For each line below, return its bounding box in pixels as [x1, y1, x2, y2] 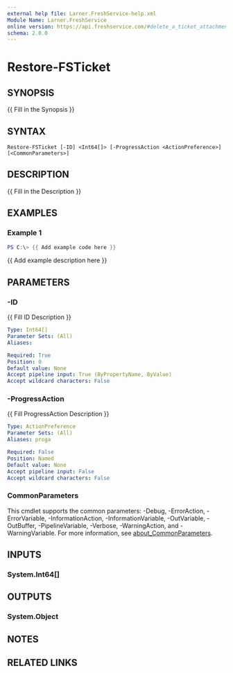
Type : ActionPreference [7, 423, 76, 430]
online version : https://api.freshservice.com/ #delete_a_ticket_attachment [7, 23, 231, 30]
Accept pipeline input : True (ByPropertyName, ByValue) [7, 371, 172, 378]
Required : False [7, 449, 54, 456]
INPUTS [7, 549, 42, 561]
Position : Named [7, 455, 54, 462]
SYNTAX [7, 126, 46, 137]
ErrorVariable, [7, 514, 47, 522]
